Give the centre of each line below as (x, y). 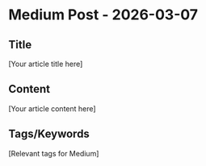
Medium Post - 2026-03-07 (103, 15)
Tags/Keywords (49, 134)
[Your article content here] (52, 108)
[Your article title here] (46, 64)
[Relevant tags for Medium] (54, 153)
